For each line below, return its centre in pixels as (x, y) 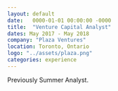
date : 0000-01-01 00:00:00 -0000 (59, 20)
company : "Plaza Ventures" (47, 40)
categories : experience (42, 60)
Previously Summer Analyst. (48, 80)
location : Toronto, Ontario (48, 47)
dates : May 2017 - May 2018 (48, 34)
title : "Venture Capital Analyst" (59, 27)
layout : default (31, 14)
